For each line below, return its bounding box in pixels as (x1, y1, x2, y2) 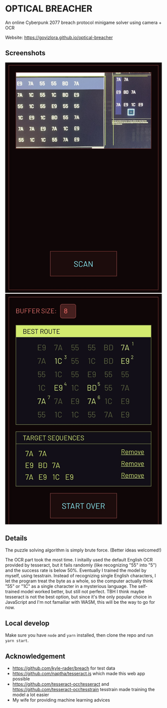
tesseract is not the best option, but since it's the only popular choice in (5, 594, 152, 600)
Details (5, 534, 27, 542)
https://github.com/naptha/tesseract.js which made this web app (12, 670, 145, 676)
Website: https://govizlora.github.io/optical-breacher (5, 34, 113, 40)
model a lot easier (12, 692, 49, 698)
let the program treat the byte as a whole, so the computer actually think (5, 578, 153, 584)
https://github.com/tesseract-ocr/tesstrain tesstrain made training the (12, 686, 155, 692)
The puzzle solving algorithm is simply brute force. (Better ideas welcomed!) (5, 547, 162, 553)
